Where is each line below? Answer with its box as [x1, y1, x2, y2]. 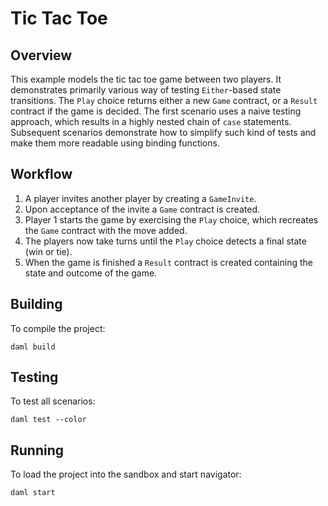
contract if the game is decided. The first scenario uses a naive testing [10, 105, 302, 117]
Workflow [10, 166, 73, 183]
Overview [10, 47, 73, 64]
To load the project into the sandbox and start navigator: [10, 468, 242, 481]
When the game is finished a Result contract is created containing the [24, 256, 313, 268]
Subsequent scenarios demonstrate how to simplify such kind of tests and [10, 127, 317, 138]
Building [10, 296, 63, 313]
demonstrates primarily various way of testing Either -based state [10, 84, 282, 96]
